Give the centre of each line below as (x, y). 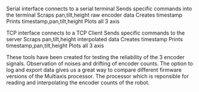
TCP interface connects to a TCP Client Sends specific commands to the (96, 33)
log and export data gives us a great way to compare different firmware (94, 70)
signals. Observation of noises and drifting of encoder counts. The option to (99, 63)
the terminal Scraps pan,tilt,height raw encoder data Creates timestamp (94, 15)
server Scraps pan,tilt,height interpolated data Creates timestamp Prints (95, 39)
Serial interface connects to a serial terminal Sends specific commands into (99, 9)
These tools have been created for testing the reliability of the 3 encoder (96, 57)
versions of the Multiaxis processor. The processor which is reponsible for (98, 76)
